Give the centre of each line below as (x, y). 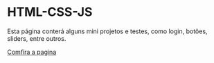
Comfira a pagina (32, 52)
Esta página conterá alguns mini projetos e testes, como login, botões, (107, 31)
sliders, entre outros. (37, 38)
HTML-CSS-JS (50, 12)
